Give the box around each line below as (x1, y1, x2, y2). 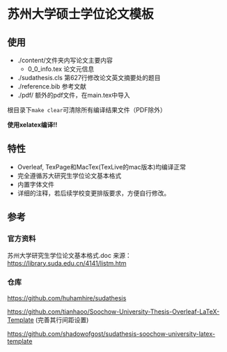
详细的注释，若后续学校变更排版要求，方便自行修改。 (17, 189, 171, 197)
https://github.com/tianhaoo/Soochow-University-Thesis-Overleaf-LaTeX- (7, 307, 220, 316)
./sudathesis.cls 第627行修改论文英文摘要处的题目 (17, 74, 162, 82)
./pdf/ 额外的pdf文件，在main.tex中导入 (17, 91, 130, 99)
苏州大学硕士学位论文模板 (7, 6, 155, 22)
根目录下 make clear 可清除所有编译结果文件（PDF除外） (7, 106, 166, 114)
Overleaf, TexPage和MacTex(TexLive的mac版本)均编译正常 (17, 162, 187, 171)
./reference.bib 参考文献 (17, 82, 87, 91)
